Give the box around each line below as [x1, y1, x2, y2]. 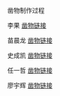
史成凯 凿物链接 [7, 52, 53, 59]
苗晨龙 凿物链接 [7, 36, 53, 44]
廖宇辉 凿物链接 [7, 81, 53, 90]
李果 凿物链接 [7, 21, 47, 30]
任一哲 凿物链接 [7, 66, 53, 74]
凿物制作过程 [7, 6, 44, 14]
